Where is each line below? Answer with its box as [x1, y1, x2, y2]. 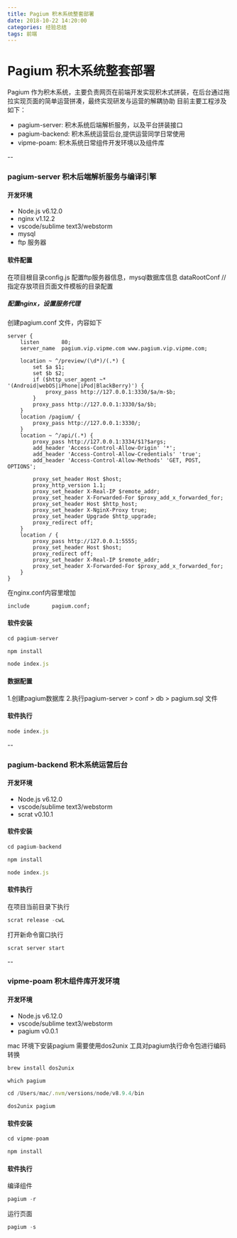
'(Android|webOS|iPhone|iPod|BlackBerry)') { [7, 382, 144, 389]
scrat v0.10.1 [17, 809, 53, 818]
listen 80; [20, 339, 72, 346]
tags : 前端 [7, 30, 38, 38]
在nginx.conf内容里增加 [7, 588, 77, 597]
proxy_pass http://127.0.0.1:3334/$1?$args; [33, 438, 167, 446]
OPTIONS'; [7, 463, 37, 470]
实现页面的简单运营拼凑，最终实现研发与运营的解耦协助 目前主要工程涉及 [13, 97, 227, 105]
